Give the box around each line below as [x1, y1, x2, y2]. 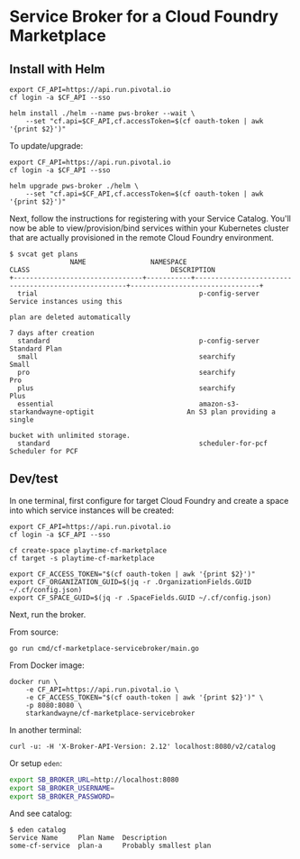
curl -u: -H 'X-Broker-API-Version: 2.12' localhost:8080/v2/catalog [9, 742, 277, 751]
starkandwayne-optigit [9, 407, 95, 416]
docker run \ [9, 677, 59, 686]
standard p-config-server [17, 336, 259, 345]
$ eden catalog [9, 826, 67, 835]
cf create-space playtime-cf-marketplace [9, 545, 168, 555]
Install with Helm [9, 61, 105, 77]
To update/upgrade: [9, 141, 84, 151]
